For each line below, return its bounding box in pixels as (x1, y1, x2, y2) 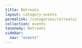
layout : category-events (5, 12, 57, 17)
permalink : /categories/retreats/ (5, 16, 77, 21)
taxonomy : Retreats (5, 26, 46, 31)
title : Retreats (5, 7, 39, 12)
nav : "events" (9, 35, 39, 40)
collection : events (5, 21, 46, 26)
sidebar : (5, 30, 23, 35)
